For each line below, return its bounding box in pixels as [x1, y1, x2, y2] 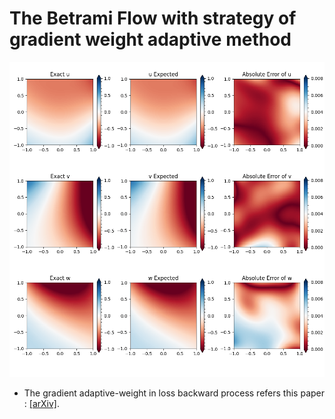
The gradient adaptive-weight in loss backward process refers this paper [23, 387, 326, 399]
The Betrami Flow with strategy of [9, 7, 297, 30]
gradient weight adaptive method [9, 28, 292, 51]
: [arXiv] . [23, 397, 60, 409]
